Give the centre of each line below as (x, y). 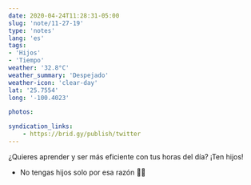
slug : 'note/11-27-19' (46, 23)
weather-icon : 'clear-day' (53, 82)
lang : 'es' (26, 38)
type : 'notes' (32, 30)
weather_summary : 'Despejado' (59, 75)
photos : (21, 112)
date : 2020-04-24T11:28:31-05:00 (64, 16)
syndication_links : (41, 127)
